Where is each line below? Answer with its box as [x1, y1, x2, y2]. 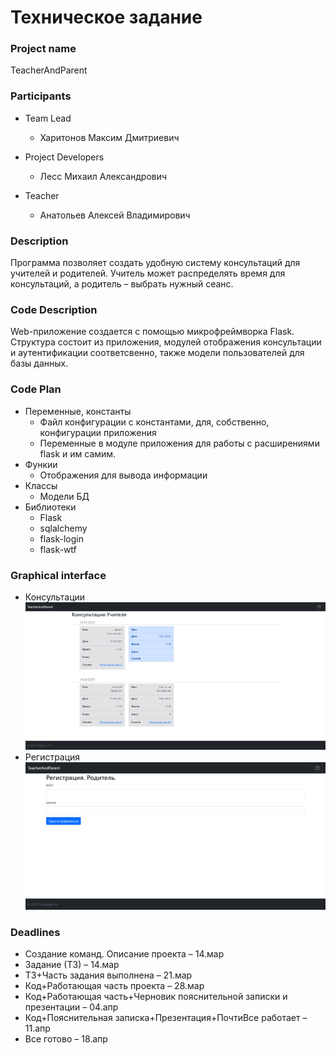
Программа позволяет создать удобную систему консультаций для [10, 257, 301, 269]
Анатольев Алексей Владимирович [39, 209, 191, 221]
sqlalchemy [39, 522, 88, 534]
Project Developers [24, 151, 105, 163]
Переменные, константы [24, 405, 132, 417]
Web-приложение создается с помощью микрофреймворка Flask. [10, 326, 295, 338]
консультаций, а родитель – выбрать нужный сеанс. [10, 278, 234, 290]
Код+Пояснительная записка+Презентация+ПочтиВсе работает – [24, 1012, 308, 1024]
